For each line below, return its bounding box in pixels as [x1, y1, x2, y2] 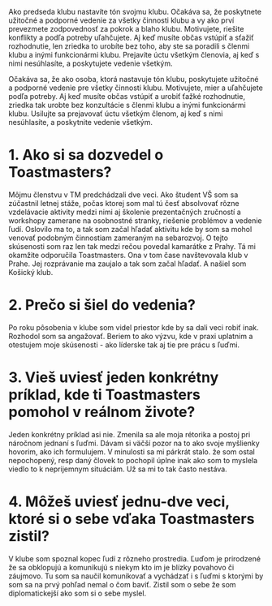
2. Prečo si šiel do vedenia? [8, 296, 196, 315]
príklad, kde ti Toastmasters [8, 385, 201, 404]
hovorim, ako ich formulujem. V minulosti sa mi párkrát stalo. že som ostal [8, 446, 256, 457]
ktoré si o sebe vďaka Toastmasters [8, 510, 255, 528]
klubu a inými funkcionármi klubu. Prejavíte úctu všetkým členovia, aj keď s [8, 50, 260, 59]
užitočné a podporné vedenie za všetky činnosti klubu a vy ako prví [8, 15, 235, 25]
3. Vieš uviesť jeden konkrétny [8, 368, 219, 387]
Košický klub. [8, 267, 54, 277]
